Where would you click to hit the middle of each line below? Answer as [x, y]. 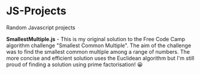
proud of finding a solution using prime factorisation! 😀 [75, 64]
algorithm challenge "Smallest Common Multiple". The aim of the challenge [99, 45]
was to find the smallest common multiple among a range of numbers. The [98, 51]
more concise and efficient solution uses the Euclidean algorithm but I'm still [100, 58]
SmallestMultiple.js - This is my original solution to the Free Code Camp [96, 39]
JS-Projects [37, 11]
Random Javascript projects [41, 27]
